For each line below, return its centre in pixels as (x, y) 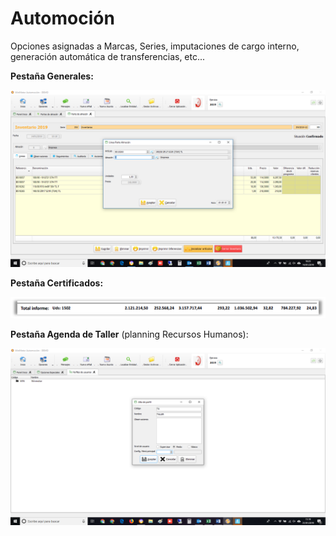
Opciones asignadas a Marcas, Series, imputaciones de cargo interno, (155, 46)
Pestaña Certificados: (57, 283)
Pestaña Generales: (52, 76)
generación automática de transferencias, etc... (108, 56)
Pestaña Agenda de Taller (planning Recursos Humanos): (129, 334)
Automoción (62, 18)
